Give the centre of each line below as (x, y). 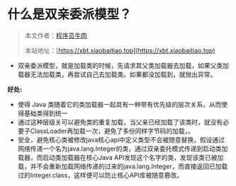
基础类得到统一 (46, 113)
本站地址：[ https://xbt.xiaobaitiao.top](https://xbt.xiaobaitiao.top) (120, 50)
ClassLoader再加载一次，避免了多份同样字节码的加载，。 (112, 131)
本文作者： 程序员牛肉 (56, 35)
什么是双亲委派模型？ (70, 14)
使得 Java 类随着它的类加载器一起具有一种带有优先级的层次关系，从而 (119, 104)
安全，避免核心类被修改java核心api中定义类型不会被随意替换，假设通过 (121, 139)
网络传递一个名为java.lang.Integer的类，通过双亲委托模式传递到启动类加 (123, 149)
